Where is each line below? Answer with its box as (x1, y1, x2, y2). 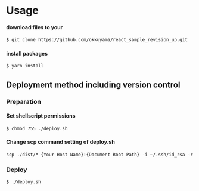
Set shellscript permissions (6, 112, 76, 119)
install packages (6, 50, 48, 57)
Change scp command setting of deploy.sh (6, 138, 115, 146)
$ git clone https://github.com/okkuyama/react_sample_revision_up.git (6, 37, 188, 43)
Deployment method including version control (6, 79, 181, 90)
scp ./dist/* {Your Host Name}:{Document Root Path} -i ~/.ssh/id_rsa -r (6, 152, 194, 158)
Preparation (6, 97, 42, 106)
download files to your (6, 23, 63, 30)
